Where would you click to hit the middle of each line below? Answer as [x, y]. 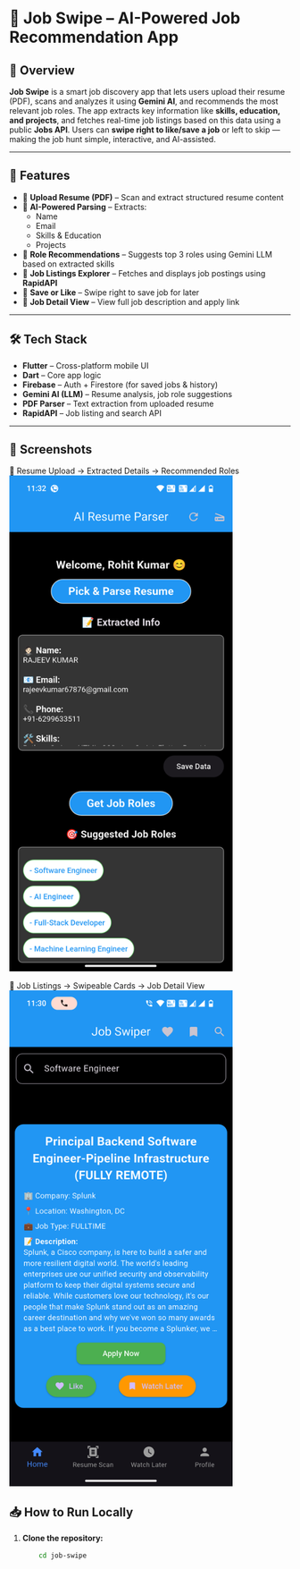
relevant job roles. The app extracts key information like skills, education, [145, 110]
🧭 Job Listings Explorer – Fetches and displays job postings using [144, 273]
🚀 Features [40, 176]
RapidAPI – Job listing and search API [92, 413]
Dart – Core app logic [62, 375]
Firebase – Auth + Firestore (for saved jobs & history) [120, 385]
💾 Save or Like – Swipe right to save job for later [111, 292]
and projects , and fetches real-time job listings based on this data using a [145, 120]
